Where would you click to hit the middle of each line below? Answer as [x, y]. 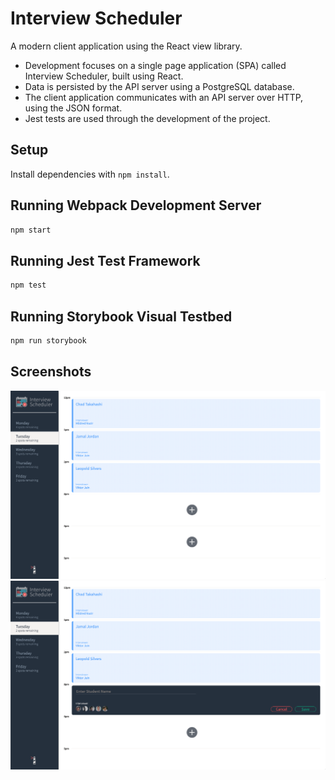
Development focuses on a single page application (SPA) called [155, 65]
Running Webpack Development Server [136, 205]
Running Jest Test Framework [105, 260]
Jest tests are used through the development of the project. [147, 118]
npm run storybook [48, 340]
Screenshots [51, 372]
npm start [31, 230]
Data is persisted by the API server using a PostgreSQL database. [159, 86]
